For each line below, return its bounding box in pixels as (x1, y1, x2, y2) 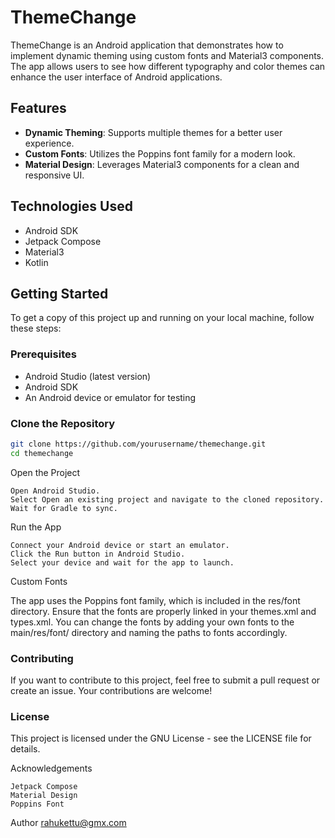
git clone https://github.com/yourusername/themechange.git (10, 439, 267, 449)
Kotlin (24, 256, 49, 268)
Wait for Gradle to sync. (10, 503, 118, 513)
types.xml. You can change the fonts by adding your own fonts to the (10, 616, 295, 628)
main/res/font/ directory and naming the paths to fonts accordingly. (10, 626, 288, 638)
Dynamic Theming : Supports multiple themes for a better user (24, 126, 283, 138)
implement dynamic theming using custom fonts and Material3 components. (10, 49, 325, 61)
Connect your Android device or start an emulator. (10, 540, 230, 550)
